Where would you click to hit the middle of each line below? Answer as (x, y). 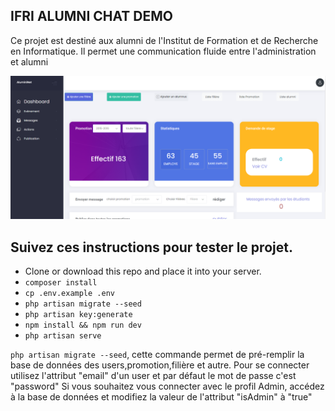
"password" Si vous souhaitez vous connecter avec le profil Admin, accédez (167, 386)
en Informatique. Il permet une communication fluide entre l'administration (163, 51)
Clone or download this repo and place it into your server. (143, 271)
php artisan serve (63, 335)
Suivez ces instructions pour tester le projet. (151, 247)
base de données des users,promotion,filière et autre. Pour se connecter (160, 365)
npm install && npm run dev (83, 325)
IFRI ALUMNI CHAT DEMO (91, 16)
